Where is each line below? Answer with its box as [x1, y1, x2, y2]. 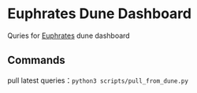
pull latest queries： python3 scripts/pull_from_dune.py [7, 76, 188, 85]
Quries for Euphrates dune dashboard [7, 31, 131, 40]
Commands [7, 54, 66, 67]
